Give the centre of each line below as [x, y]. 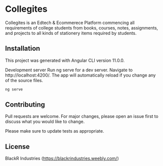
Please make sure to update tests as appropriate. [55, 131]
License [17, 147]
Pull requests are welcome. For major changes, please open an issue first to [82, 116]
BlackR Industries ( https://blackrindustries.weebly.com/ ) [62, 159]
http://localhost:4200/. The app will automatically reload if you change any [81, 75]
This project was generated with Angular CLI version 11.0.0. [65, 60]
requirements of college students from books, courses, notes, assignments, [81, 28]
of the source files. [24, 80]
